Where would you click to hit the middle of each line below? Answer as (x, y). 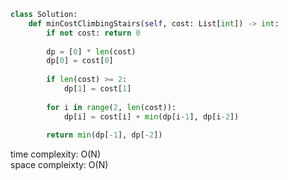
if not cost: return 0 (93, 33)
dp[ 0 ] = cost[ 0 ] (80, 61)
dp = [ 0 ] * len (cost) (91, 51)
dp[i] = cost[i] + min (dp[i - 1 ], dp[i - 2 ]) (151, 116)
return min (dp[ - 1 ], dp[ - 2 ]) (104, 135)
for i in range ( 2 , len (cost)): (111, 107)
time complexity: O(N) (55, 154)
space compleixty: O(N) (59, 165)
